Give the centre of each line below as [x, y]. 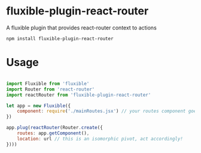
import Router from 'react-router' [51, 89]
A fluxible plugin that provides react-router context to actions [81, 28]
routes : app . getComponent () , [53, 133]
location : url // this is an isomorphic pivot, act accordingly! [100, 139]
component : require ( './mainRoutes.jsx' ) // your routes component [101, 111]
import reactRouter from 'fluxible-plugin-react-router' [79, 95]
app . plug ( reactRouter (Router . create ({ [54, 128]
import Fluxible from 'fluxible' [48, 83]
